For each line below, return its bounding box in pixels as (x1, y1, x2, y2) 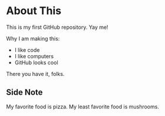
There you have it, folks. (6, 70, 65, 77)
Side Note (6, 87, 43, 98)
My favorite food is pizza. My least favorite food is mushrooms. (6, 103, 159, 110)
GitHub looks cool (14, 59, 58, 66)
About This (6, 4, 62, 18)
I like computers (14, 52, 54, 59)
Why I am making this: (6, 35, 60, 42)
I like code (14, 46, 40, 54)
